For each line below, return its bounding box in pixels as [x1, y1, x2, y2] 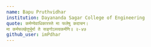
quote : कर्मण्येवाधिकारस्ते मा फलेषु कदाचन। [6, 20, 89, 26]
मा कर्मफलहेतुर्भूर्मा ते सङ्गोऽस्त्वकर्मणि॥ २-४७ [6, 26, 87, 32]
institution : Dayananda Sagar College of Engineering [6, 15, 146, 21]
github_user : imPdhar [6, 32, 61, 38]
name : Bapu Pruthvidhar [6, 9, 67, 15]
